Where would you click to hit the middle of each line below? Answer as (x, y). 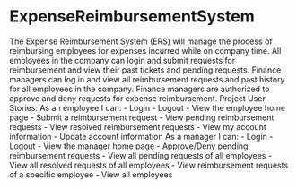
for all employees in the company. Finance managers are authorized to (140, 89)
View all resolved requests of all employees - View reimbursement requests (149, 165)
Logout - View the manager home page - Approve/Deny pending (129, 146)
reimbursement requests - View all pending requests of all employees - (140, 155)
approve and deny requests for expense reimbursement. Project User (138, 98)
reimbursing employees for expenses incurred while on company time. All (145, 50)
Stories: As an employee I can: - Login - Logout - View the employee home (147, 107)
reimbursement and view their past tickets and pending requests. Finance (145, 70)
